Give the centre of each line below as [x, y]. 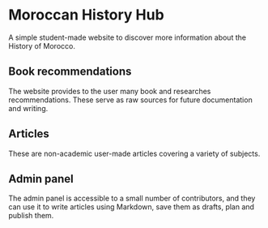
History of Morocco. [42, 45]
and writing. [28, 108]
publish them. [31, 216]
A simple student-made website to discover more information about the [128, 37]
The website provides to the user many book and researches [110, 91]
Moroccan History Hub [86, 15]
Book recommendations [70, 72]
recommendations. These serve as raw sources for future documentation [130, 100]
